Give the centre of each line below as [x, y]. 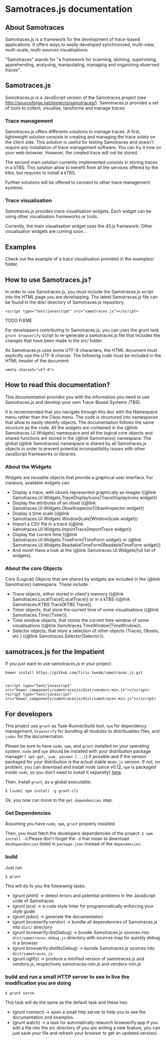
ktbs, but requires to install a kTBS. [41, 173]
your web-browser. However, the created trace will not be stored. [72, 153]
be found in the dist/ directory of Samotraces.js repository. [65, 302]
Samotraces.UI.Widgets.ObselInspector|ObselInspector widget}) [78, 508]
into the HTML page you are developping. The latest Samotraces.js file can [82, 297]
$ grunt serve [20, 993]
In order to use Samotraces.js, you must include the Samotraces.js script [79, 292]
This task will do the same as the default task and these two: [67, 1002]
